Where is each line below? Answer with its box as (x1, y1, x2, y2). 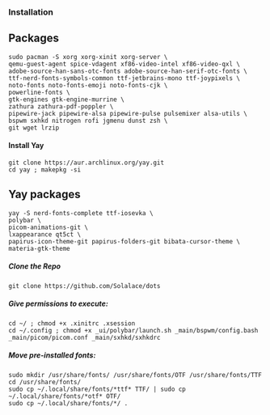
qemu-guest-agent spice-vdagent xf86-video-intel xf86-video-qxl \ (8, 60, 241, 68)
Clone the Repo (8, 261, 61, 271)
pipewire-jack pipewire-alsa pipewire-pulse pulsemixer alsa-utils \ (8, 109, 248, 117)
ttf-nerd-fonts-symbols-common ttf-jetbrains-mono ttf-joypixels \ (8, 74, 241, 83)
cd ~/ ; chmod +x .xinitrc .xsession (8, 319, 136, 328)
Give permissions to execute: (8, 299, 109, 309)
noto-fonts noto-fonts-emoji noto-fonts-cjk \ (8, 81, 168, 89)
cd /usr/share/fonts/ (8, 378, 82, 386)
